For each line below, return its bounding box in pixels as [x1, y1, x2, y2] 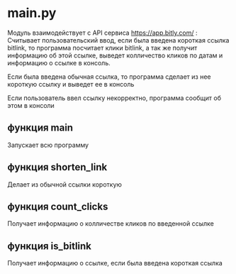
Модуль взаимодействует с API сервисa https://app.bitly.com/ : [7, 28, 198, 37]
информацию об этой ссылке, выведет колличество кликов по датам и [7, 51, 223, 60]
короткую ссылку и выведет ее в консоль [7, 80, 135, 88]
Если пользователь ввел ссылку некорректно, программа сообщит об [7, 94, 222, 102]
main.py [7, 5, 57, 21]
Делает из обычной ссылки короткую [7, 180, 123, 189]
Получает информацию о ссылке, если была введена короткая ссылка [7, 259, 223, 268]
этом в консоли [7, 101, 55, 109]
